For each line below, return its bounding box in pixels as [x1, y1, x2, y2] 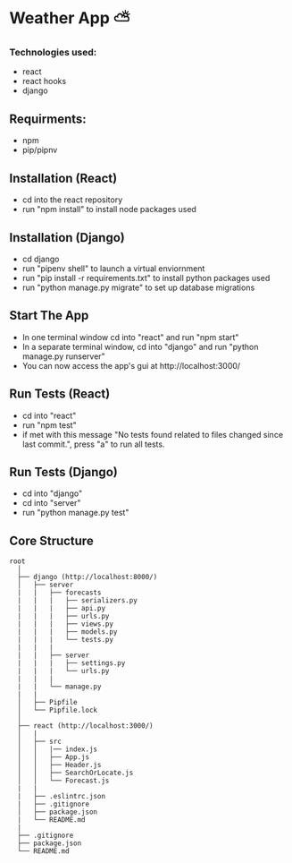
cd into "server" [21, 498, 81, 508]
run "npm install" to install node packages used [21, 204, 196, 215]
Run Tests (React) [9, 387, 111, 402]
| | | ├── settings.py [17, 659, 126, 668]
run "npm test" [21, 419, 78, 431]
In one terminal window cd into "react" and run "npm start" [21, 331, 239, 342]
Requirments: [9, 111, 87, 126]
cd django [21, 253, 60, 264]
